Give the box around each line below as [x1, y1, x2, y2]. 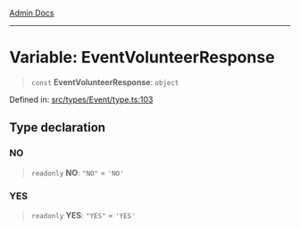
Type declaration [9, 120, 105, 135]
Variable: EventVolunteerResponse [9, 47, 275, 68]
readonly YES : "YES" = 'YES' [30, 209, 136, 220]
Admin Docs [9, 8, 54, 18]
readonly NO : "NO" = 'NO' [30, 167, 124, 178]
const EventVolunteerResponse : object [30, 76, 179, 88]
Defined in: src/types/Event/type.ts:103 [9, 94, 154, 105]
